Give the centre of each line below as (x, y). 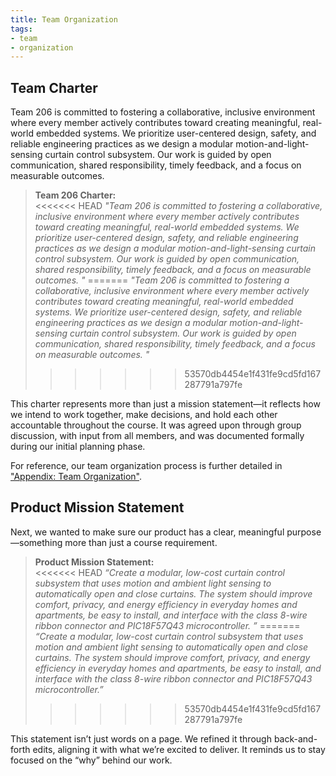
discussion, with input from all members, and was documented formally (157, 436)
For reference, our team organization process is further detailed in (146, 466)
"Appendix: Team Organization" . (76, 477)
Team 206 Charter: (75, 195)
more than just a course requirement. (141, 542)
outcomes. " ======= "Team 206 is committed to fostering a (162, 280)
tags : (21, 29)
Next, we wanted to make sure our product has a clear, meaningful (147, 532)
